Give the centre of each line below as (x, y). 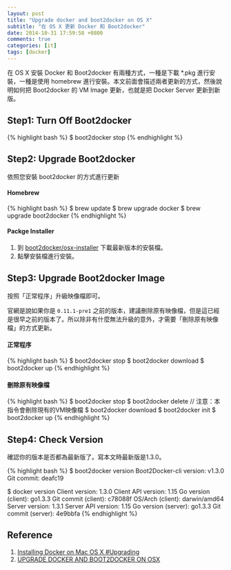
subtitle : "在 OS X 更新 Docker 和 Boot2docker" (76, 26)
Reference (30, 535)
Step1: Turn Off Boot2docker (70, 121)
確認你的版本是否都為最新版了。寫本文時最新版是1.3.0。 (86, 457)
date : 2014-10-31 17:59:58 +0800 (55, 33)
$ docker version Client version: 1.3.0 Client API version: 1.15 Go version (109, 491)
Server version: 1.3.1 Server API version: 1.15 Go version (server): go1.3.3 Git (114, 506)
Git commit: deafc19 (36, 478)
